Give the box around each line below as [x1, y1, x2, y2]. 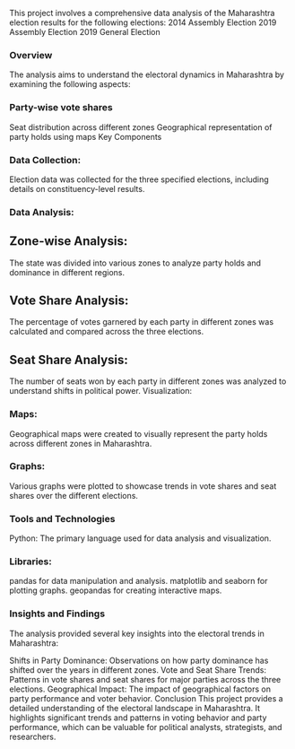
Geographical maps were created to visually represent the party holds [9, 428, 268, 439]
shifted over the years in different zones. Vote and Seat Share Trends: [9, 664, 267, 675]
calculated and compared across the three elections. [9, 327, 204, 337]
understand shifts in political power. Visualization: [9, 386, 193, 396]
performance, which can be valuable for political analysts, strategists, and [9, 721, 282, 732]
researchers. [9, 731, 56, 742]
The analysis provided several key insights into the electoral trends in [9, 628, 265, 639]
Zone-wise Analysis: [9, 233, 128, 249]
